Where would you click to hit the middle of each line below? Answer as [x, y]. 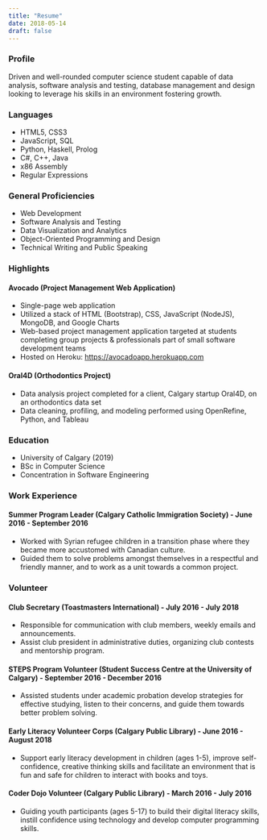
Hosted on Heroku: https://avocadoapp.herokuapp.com [112, 357]
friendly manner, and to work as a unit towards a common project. [129, 567]
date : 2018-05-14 [37, 23]
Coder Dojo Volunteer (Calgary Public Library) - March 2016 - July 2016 [130, 793]
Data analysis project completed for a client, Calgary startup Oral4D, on [138, 393]
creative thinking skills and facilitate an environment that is [158, 766]
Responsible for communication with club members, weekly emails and [138, 625]
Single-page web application [68, 306]
